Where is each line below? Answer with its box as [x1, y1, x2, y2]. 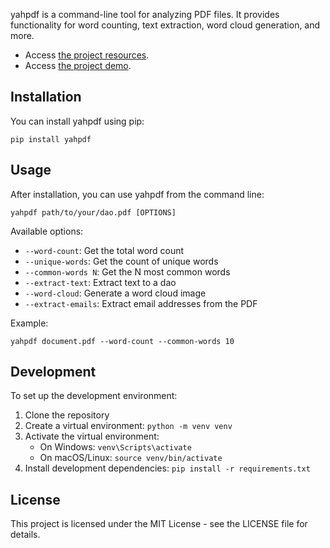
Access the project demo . [24, 60, 132, 71]
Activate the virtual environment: [24, 430, 160, 443]
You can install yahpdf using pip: [10, 115, 145, 127]
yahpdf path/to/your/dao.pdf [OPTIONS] [10, 207, 177, 218]
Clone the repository [24, 409, 110, 421]
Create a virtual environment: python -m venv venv [24, 420, 233, 432]
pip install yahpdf [10, 134, 92, 144]
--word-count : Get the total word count [24, 244, 185, 256]
